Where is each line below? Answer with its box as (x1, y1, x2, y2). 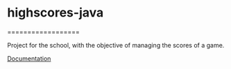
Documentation (7, 54, 51, 63)
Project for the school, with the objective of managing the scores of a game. (7, 41, 225, 49)
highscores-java (7, 5, 104, 21)
